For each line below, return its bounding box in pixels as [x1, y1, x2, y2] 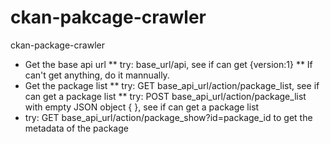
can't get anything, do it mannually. [24, 69, 170, 81]
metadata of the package [24, 122, 129, 134]
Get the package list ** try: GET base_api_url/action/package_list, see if [24, 79, 320, 91]
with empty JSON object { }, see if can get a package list [24, 101, 260, 113]
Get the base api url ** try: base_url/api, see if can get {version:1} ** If [24, 58, 313, 70]
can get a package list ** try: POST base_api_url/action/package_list [24, 90, 307, 102]
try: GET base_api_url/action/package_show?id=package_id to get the [24, 111, 313, 123]
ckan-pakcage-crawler [10, 6, 207, 29]
